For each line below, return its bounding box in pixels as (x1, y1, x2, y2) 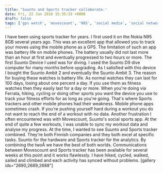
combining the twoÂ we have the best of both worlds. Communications (5, 142, 147, 148)
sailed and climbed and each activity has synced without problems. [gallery (5, 157, 156, 163)
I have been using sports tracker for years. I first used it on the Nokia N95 (5, 34, 152, 40)
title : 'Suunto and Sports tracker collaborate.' (5, 7, 108, 12)
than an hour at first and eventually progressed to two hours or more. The (5, 54, 152, 61)
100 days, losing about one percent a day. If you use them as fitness (5, 80, 142, 86)
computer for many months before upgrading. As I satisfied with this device (5, 65, 156, 71)
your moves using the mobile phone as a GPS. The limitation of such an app (5, 44, 157, 50)
